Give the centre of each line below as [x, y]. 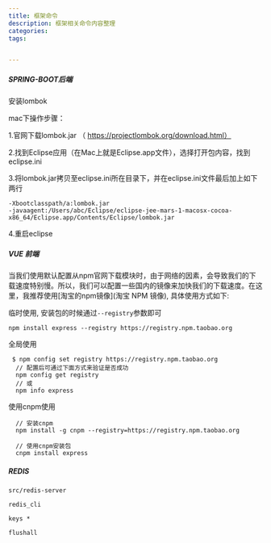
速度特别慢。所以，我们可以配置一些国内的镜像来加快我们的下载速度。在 [135, 286]
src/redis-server [38, 491]
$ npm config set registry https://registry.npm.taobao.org [115, 360]
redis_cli [25, 505]
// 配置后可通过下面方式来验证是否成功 [72, 368]
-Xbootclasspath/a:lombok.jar [59, 204]
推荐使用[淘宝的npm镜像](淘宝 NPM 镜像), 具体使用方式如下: [129, 296]
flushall [23, 533]
